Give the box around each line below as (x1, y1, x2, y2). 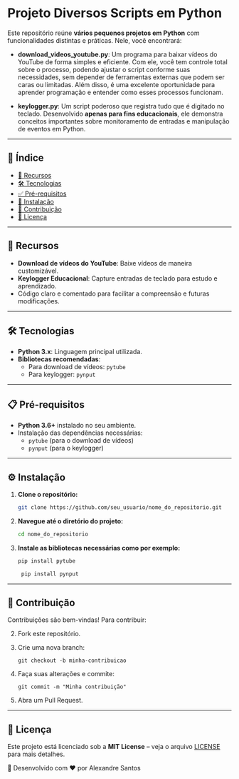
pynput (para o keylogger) (28, 444, 105, 453)
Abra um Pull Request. (17, 696, 83, 705)
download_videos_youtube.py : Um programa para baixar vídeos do (17, 50, 218, 59)
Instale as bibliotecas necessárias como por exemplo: (17, 543, 181, 552)
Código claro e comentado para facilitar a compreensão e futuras (17, 289, 210, 298)
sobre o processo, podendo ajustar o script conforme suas (17, 65, 191, 74)
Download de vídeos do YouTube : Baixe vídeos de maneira (17, 258, 192, 267)
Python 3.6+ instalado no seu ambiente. (17, 421, 137, 430)
